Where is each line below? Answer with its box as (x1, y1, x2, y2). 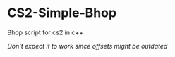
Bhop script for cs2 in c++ (7, 28, 83, 37)
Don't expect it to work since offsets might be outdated (7, 42, 168, 50)
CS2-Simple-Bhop (7, 5, 117, 21)
